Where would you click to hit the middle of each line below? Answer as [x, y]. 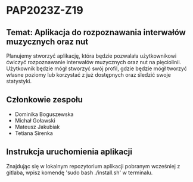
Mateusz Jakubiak [37, 127]
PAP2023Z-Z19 [45, 10]
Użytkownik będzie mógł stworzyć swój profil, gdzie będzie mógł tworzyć [97, 68]
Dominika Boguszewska [44, 114]
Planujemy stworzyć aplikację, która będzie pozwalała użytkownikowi [91, 56]
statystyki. [19, 81]
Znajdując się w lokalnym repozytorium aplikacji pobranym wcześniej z [93, 166]
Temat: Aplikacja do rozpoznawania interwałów [96, 32]
